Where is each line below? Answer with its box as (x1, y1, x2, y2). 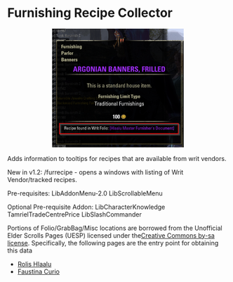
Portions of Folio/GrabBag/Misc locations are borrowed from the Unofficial (7, 224, 222, 232)
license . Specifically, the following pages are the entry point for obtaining (7, 238, 219, 247)
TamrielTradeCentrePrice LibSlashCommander (7, 210, 142, 219)
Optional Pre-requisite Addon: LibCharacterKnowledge (7, 203, 166, 211)
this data (7, 246, 33, 255)
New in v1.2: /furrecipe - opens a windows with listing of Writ (7, 167, 184, 177)
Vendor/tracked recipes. (7, 175, 77, 184)
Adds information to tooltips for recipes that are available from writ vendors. (7, 154, 227, 162)
